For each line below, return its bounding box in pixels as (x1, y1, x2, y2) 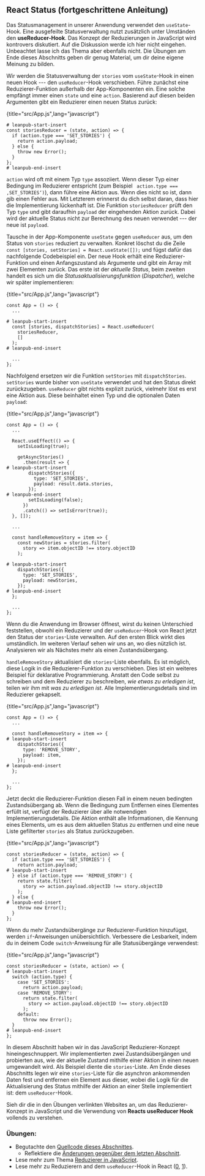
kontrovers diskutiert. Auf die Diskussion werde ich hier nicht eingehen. (6, 40, 187, 48)
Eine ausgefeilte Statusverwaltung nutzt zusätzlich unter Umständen (22, 28, 196, 35)
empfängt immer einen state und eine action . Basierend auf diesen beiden (6, 91, 195, 99)
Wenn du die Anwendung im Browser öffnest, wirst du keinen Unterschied (6, 620, 193, 628)
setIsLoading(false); (28, 496, 84, 503)
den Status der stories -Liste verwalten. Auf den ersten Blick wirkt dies (6, 633, 185, 640)
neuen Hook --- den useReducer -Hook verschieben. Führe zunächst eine (6, 78, 188, 86)
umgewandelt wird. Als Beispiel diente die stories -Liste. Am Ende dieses (6, 1063, 191, 1070)
